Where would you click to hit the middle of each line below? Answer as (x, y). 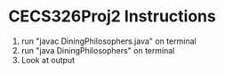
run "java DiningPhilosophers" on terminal (98, 50)
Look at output (48, 60)
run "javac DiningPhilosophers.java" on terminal (108, 41)
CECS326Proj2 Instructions (112, 16)
